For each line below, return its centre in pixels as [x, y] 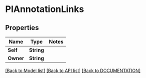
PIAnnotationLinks [45, 9]
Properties [22, 28]
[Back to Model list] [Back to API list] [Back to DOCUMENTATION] [73, 70]
